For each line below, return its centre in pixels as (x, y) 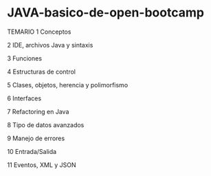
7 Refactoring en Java (38, 111)
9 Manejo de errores (36, 138)
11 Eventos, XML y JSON (42, 165)
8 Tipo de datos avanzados (46, 124)
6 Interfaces (24, 98)
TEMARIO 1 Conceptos (39, 32)
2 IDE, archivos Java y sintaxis (50, 45)
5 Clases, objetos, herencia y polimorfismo (68, 85)
